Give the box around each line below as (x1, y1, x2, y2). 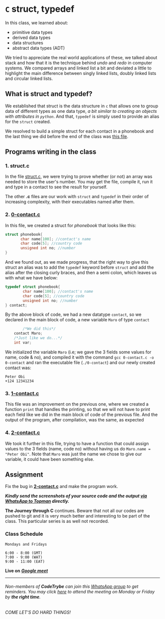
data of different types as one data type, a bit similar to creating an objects (5, 108, 157, 114)
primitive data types (12, 29, 53, 35)
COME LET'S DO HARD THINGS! (5, 609, 71, 615)
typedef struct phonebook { (5, 284, 60, 289)
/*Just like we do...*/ (14, 336, 63, 341)
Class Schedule (5, 531, 43, 538)
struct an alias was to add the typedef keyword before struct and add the (5, 265, 154, 271)
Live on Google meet (5, 568, 48, 574)
